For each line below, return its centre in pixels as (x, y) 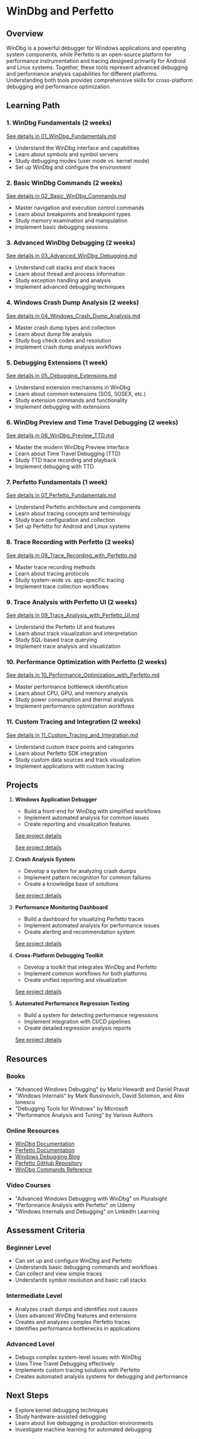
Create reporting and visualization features (77, 824)
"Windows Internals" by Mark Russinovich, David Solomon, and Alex (100, 1096)
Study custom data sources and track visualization (78, 759)
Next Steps (27, 1396)
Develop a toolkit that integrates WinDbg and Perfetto (90, 967)
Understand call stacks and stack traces (65, 268)
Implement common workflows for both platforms (86, 973)
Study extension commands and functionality (71, 400)
